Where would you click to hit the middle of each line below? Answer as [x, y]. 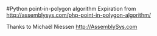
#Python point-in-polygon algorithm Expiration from [71, 9]
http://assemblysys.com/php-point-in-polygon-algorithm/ [78, 15]
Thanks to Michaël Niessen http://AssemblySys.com [72, 27]
